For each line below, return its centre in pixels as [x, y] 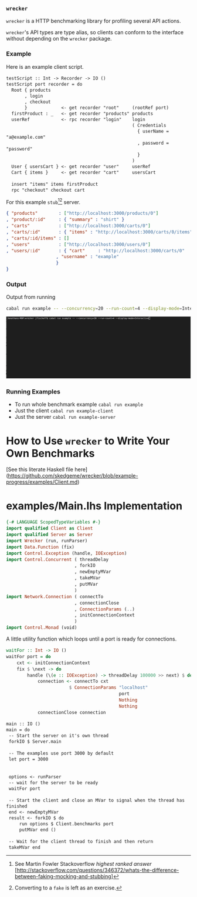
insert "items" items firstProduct [55, 184]
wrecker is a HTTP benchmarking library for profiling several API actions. [94, 21]
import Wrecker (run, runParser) [47, 541]
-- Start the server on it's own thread [59, 736]
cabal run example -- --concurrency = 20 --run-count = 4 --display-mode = [94, 309]
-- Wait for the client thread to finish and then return [81, 841]
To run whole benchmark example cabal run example [79, 405]
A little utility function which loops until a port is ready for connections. [91, 639]
